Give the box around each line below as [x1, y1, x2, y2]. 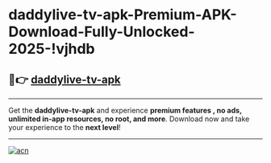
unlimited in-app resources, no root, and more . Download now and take [8, 114, 250, 124]
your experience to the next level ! [8, 123, 121, 132]
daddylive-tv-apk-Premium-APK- [8, 6, 237, 24]
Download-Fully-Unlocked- [8, 22, 195, 41]
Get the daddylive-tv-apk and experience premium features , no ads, [8, 106, 242, 115]
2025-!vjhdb [8, 40, 95, 58]
